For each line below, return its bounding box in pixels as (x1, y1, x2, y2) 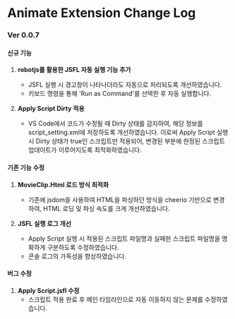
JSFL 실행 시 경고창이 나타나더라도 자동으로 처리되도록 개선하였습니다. (28, 80, 222, 89)
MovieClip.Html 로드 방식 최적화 (17, 180, 109, 188)
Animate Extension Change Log (7, 5, 196, 21)
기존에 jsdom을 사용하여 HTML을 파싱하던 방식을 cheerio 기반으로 (28, 195, 212, 204)
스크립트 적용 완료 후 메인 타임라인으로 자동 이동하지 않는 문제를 (28, 295, 203, 303)
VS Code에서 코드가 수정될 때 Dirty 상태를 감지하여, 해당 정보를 (28, 119, 203, 128)
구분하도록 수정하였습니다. (47, 243, 119, 251)
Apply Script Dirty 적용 (17, 104, 85, 113)
